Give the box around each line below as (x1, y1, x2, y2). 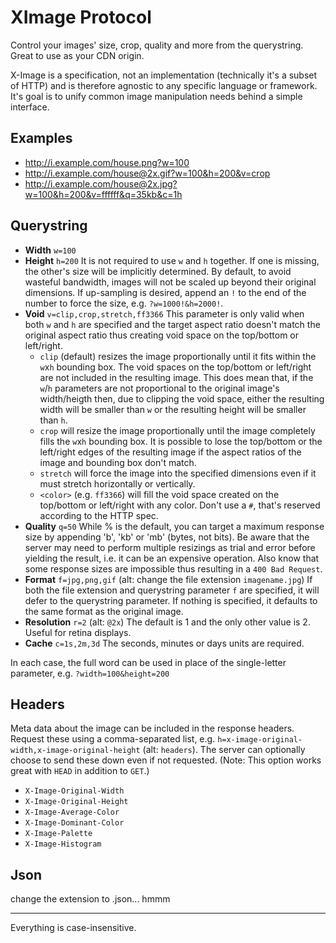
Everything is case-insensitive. (10, 922, 137, 934)
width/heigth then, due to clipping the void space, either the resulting (39, 392, 325, 405)
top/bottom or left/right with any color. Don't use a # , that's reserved (39, 499, 321, 511)
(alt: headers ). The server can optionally (142, 744, 306, 756)
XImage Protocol (10, 6, 152, 29)
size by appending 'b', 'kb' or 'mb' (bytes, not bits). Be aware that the (24, 531, 310, 543)
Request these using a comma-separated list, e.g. (10, 733, 216, 745)
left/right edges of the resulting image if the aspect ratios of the (39, 446, 302, 458)
